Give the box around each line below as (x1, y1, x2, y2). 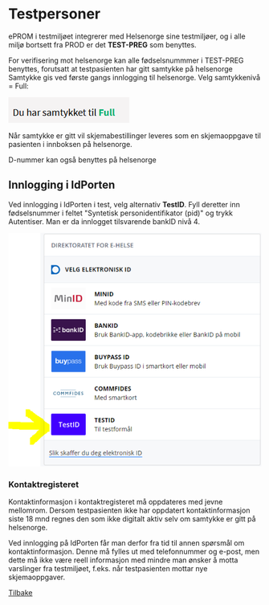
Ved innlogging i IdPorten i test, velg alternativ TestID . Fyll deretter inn (8, 199, 241, 209)
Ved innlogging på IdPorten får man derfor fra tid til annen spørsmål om (8, 538, 245, 548)
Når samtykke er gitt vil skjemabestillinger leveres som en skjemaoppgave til (8, 130, 261, 141)
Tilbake (8, 588, 33, 598)
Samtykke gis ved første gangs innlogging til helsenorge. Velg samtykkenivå (8, 72, 261, 82)
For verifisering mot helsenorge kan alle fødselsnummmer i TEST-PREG (8, 55, 244, 65)
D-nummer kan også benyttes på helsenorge (8, 154, 157, 165)
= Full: (8, 81, 30, 91)
